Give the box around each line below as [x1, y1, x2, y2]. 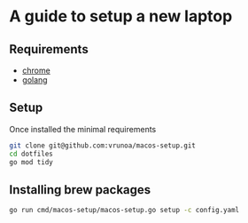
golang [21, 75, 48, 85]
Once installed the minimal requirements [9, 123, 157, 134]
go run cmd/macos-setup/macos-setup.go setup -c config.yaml [9, 206, 240, 215]
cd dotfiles [9, 149, 53, 158]
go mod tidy [9, 157, 53, 166]
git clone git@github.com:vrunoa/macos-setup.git [9, 140, 197, 150]
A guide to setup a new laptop [9, 6, 233, 27]
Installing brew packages [9, 182, 151, 197]
